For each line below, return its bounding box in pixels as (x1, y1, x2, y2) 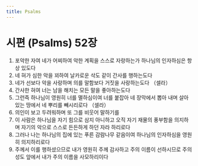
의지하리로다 (21, 138, 50, 145)
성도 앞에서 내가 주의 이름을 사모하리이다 (14, 153, 108, 160)
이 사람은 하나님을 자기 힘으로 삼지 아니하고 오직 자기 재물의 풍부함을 (14, 116, 173, 123)
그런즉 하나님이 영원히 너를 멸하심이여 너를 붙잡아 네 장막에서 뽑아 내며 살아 (14, 94, 189, 101)
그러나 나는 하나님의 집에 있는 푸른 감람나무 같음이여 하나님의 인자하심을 (14, 131, 181, 138)
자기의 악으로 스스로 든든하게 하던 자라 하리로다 (21, 123, 130, 130)
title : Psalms (6, 8, 41, 15)
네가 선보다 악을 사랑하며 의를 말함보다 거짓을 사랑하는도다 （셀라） (14, 79, 171, 86)
